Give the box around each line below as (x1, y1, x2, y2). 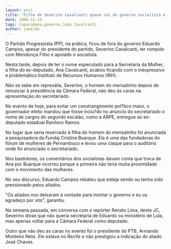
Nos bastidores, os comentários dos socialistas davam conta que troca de (5, 156, 161, 162)
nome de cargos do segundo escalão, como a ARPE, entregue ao (5, 114, 142, 120)
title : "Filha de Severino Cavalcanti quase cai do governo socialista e (5, 12, 166, 17)
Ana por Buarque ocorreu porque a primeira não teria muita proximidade (5, 161, 157, 167)
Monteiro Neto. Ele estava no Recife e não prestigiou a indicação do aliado (5, 234, 162, 240)
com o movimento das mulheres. (5, 167, 74, 173)
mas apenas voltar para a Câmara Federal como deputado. (5, 218, 129, 224)
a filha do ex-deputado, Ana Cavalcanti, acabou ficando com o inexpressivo (5, 67, 165, 73)
